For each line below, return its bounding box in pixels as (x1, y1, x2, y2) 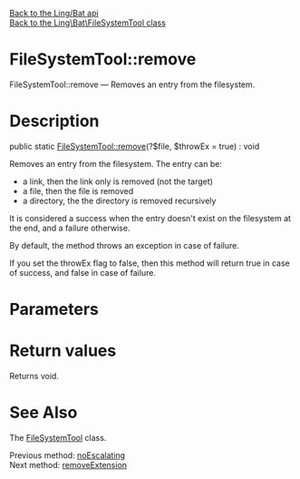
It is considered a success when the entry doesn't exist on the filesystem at (9, 212, 292, 223)
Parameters (9, 299, 100, 320)
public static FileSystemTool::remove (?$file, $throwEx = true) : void (9, 141, 260, 152)
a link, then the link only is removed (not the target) (22, 176, 213, 187)
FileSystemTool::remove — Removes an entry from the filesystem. (9, 79, 256, 90)
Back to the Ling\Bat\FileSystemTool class (9, 17, 166, 28)
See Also (9, 403, 78, 423)
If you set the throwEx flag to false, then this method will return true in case (9, 258, 290, 269)
